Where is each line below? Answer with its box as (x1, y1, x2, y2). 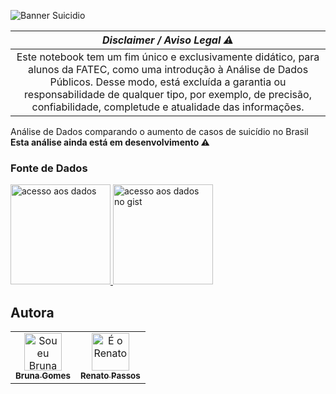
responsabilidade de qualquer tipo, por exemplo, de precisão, (24, 88, 312, 101)
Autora (10, 304, 55, 321)
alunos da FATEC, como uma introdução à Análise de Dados (27, 63, 309, 76)
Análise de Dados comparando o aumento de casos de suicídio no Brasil (10, 126, 309, 137)
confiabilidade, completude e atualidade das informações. (31, 100, 305, 114)
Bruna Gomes (15, 370, 71, 382)
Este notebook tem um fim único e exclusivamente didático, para (16, 50, 320, 64)
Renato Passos (79, 370, 141, 382)
